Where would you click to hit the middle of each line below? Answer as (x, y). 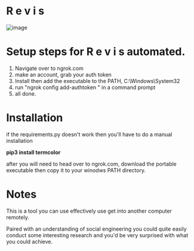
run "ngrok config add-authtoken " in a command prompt (85, 87)
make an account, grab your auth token (63, 74)
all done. (25, 93)
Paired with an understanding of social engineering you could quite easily (96, 229)
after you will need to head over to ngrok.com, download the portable (92, 164)
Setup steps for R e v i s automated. (96, 52)
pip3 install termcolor (33, 152)
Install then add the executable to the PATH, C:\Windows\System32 (97, 81)
